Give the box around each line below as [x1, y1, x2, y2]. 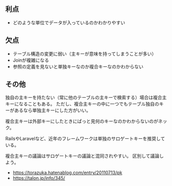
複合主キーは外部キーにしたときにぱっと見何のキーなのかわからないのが [5, 118, 158, 124]
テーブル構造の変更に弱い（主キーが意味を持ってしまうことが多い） [12, 50, 157, 57]
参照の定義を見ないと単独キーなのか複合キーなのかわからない [12, 63, 144, 69]
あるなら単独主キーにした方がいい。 [14, 107, 91, 114]
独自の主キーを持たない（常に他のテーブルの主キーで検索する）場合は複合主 [5, 95, 167, 101]
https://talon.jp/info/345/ [12, 175, 65, 181]
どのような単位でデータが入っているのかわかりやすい [12, 20, 126, 26]
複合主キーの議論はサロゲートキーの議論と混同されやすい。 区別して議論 [5, 153, 160, 159]
